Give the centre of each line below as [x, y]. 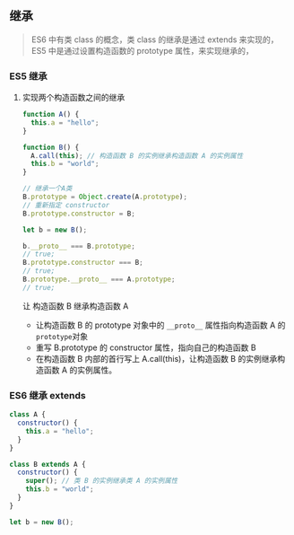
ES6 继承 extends [48, 395]
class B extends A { [48, 464]
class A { [28, 415]
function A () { [51, 115]
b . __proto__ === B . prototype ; [79, 246]
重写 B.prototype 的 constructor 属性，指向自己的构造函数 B [146, 347]
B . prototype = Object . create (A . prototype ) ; [105, 197]
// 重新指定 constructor [66, 205]
